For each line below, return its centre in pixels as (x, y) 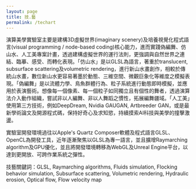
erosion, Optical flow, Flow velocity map (54, 180)
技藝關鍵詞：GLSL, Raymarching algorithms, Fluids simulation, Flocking (92, 167)
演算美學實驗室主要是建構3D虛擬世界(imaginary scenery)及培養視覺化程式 (95, 40)
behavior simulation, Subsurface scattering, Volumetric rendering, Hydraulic (97, 174)
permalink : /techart (31, 22)
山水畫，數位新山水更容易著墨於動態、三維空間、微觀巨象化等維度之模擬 (98, 76)
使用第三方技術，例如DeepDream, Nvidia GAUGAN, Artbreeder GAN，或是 (95, 105)
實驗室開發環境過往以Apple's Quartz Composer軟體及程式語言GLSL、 (90, 133)
